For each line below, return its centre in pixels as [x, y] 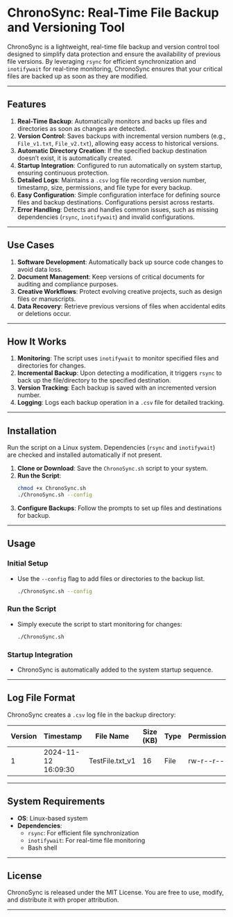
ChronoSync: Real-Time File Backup [113, 13]
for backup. [34, 515]
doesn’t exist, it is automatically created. [75, 158]
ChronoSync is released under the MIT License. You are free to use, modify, [115, 893]
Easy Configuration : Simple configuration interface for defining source [119, 195]
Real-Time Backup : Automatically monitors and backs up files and [112, 121]
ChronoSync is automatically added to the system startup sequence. [115, 670]
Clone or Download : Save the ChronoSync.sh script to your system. [112, 469]
